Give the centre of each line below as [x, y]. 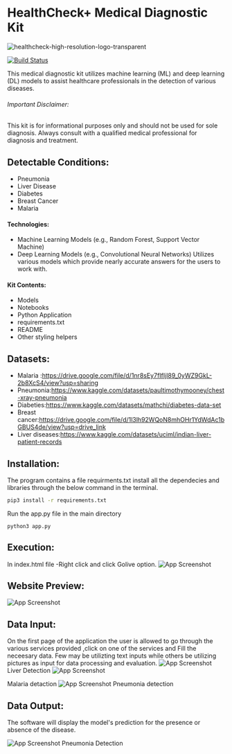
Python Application [44, 315]
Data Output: [36, 706]
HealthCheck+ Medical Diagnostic [108, 13]
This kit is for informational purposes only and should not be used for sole [113, 125]
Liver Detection [29, 671]
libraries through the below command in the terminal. [83, 487]
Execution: [31, 548]
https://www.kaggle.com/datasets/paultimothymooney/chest [138, 390]
